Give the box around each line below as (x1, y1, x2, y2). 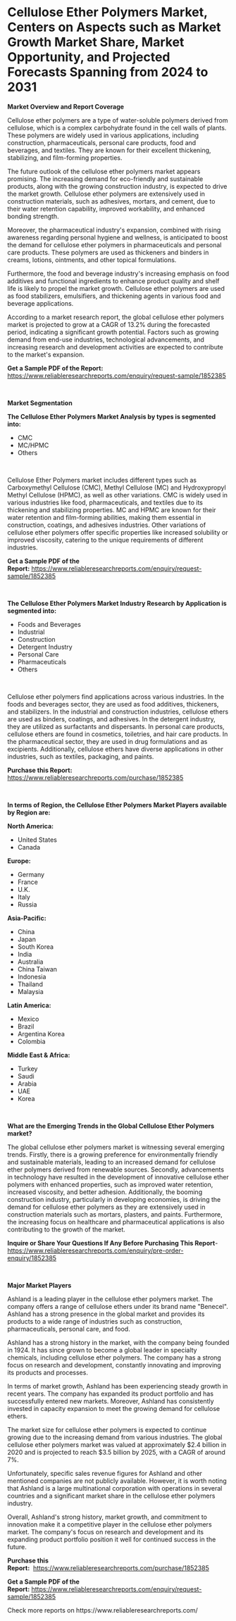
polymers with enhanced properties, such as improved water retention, (7, 1180, 213, 1188)
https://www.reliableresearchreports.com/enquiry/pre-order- (7, 1246, 184, 1255)
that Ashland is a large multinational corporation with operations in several (7, 1484, 223, 1492)
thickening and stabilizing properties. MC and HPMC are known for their (7, 505, 216, 514)
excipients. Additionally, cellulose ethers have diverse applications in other (7, 745, 223, 753)
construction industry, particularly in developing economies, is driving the (7, 1195, 221, 1203)
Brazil (17, 1022, 35, 1031)
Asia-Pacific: (7, 914, 47, 922)
